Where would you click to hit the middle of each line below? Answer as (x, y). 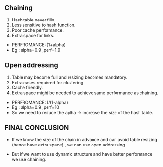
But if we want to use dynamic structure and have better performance (82, 154)
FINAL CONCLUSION (37, 128)
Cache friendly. (27, 87)
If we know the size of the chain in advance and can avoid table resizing (84, 140)
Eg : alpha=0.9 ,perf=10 (35, 107)
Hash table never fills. (34, 20)
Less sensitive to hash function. (44, 25)
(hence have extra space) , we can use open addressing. (69, 145)
